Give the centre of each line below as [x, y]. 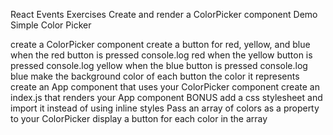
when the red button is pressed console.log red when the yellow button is [161, 55]
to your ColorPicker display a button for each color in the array [139, 118]
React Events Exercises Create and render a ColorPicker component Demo [164, 14]
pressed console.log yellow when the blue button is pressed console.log [159, 65]
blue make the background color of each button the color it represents [155, 76]
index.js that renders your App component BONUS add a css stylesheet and [166, 97]
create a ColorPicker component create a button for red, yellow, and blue [160, 44]
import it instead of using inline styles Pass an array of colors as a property [165, 108]
